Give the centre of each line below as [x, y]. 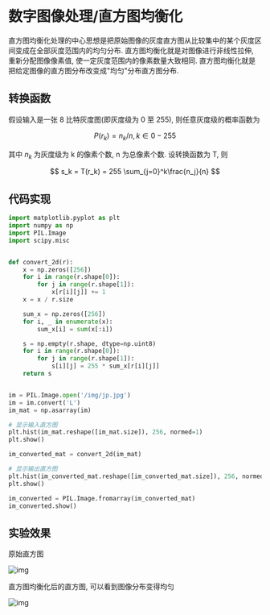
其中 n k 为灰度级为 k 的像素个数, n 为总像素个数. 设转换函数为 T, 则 [118, 155]
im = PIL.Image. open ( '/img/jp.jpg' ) [70, 395]
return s [37, 374]
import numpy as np [41, 226]
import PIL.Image [37, 233]
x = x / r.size [48, 300]
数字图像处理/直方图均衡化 [96, 17]
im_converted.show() [43, 506]
